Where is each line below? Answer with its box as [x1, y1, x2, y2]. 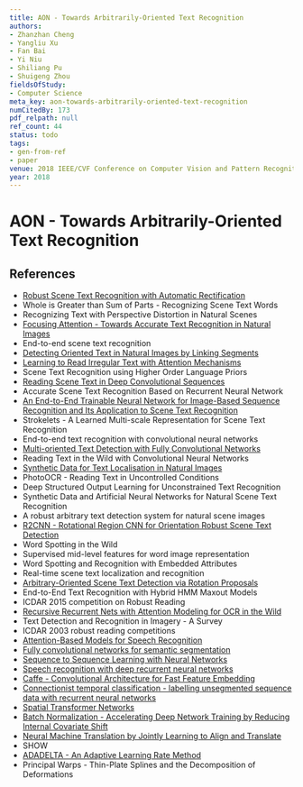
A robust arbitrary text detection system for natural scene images [22, 510, 266, 521]
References [9, 266, 76, 281]
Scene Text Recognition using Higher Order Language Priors [22, 367, 248, 378]
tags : [9, 139, 30, 148]
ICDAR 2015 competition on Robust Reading [22, 597, 186, 608]
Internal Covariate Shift [22, 721, 108, 732]
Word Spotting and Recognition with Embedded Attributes [22, 558, 238, 569]
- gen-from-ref [9, 147, 67, 156]
